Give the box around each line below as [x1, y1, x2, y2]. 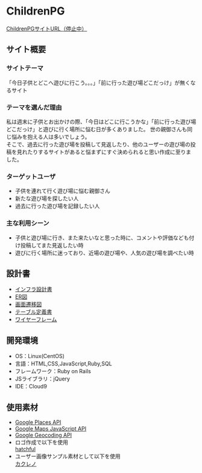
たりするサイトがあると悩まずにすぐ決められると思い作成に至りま [27, 148, 192, 155]
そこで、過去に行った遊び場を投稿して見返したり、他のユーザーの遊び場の [6, 140, 191, 148]
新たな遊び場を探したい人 [14, 195, 79, 202]
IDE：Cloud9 [14, 383, 47, 390]
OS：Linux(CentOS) [14, 353, 65, 360]
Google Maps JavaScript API [14, 425, 87, 432]
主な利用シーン [6, 219, 49, 227]
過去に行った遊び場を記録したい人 [14, 203, 100, 210]
